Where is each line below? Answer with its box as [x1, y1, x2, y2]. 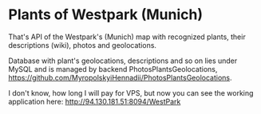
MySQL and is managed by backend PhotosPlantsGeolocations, [8, 64, 218, 73]
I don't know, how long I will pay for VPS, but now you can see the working [8, 88, 254, 97]
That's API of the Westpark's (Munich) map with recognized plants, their [8, 32, 246, 41]
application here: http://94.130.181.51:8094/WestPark [8, 96, 181, 106]
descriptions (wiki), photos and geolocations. [8, 40, 157, 49]
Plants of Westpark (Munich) [8, 6, 204, 24]
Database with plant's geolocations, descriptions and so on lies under [8, 56, 238, 65]
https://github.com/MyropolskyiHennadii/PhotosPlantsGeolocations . [8, 73, 233, 82]
